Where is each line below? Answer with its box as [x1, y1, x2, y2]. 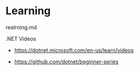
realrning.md [5, 24, 37, 31]
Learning [5, 4, 51, 18]
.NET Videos [5, 35, 36, 42]
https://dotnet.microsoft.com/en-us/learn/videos [14, 46, 134, 54]
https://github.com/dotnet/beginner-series [14, 58, 119, 65]
